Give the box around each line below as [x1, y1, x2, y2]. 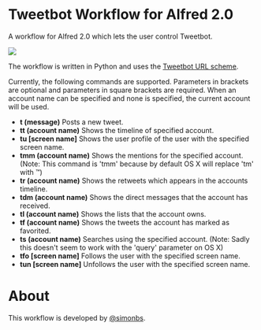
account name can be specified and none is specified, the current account [8, 93, 251, 103]
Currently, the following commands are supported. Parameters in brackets [8, 76, 249, 86]
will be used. [8, 102, 50, 111]
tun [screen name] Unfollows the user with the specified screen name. [19, 259, 251, 269]
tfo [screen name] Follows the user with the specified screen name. [19, 250, 240, 261]
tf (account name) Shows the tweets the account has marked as [19, 217, 230, 227]
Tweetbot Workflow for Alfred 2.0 [8, 6, 234, 24]
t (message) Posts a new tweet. [19, 117, 124, 127]
